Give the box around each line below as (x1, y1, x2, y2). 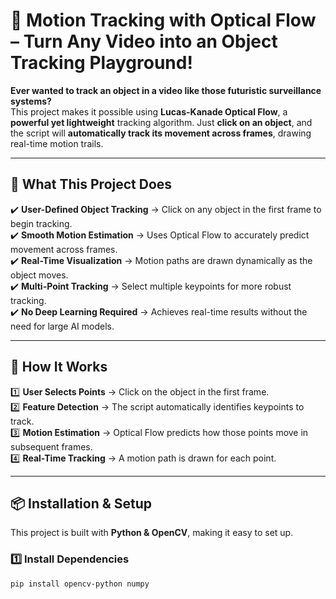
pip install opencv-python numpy (10, 579, 150, 589)
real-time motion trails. (10, 137, 104, 149)
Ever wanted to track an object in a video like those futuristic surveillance (10, 84, 322, 96)
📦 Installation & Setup (10, 495, 153, 512)
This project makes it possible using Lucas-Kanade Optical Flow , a (10, 105, 288, 118)
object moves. (10, 269, 69, 281)
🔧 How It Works (10, 359, 108, 376)
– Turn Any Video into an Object (10, 30, 278, 53)
